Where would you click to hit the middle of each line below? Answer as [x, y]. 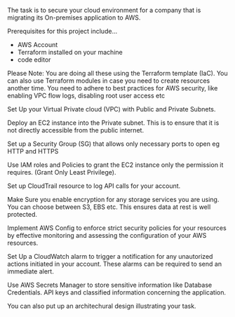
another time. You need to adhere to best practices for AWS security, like [113, 88]
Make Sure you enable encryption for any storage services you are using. [113, 200]
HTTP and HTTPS [33, 151]
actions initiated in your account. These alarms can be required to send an [115, 264]
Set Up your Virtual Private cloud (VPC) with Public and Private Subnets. [112, 109]
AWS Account [38, 45]
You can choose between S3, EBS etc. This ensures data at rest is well [109, 207]
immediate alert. [31, 271]
